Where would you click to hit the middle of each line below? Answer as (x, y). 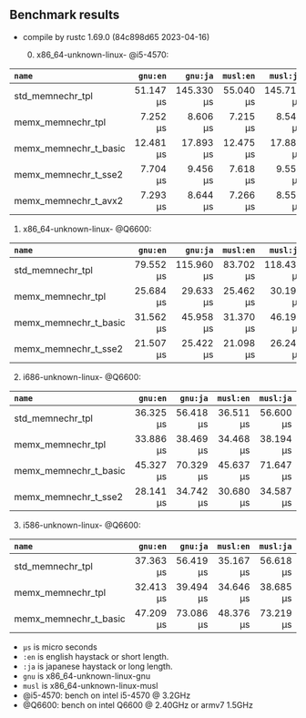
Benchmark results (65, 15)
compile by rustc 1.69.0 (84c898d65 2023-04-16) (116, 36)
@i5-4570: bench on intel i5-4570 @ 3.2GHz (107, 695)
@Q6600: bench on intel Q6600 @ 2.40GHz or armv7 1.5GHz (138, 704)
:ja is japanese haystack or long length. (97, 666)
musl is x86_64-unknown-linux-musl (90, 685)
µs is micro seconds (60, 647)
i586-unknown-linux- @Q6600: (82, 525)
